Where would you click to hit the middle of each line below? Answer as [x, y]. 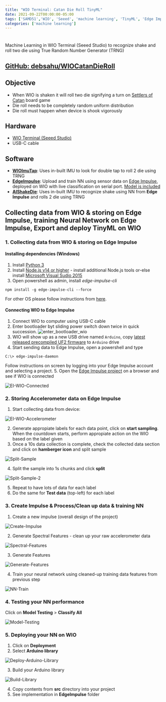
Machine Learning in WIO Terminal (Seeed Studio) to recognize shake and [81, 45]
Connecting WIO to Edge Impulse [40, 310]
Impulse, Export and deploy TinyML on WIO [73, 228]
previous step [26, 579]
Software [20, 159]
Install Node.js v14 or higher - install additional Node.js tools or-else [81, 270]
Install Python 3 [28, 264]
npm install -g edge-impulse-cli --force [48, 290]
